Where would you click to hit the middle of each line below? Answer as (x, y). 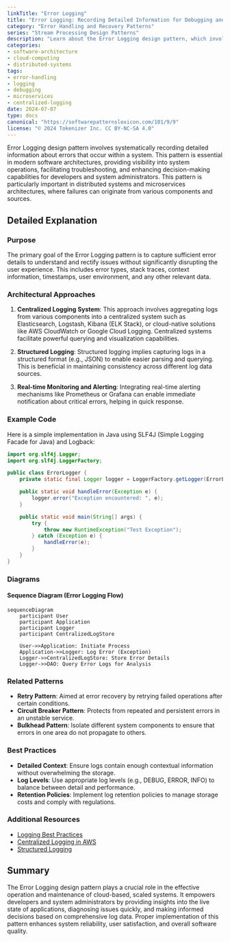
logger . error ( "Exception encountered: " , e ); (98, 498)
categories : (24, 45)
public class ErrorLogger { (47, 473)
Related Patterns (35, 681)
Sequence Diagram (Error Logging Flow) (65, 596)
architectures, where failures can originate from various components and (110, 191)
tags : (15, 71)
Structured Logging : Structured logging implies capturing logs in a (111, 352)
